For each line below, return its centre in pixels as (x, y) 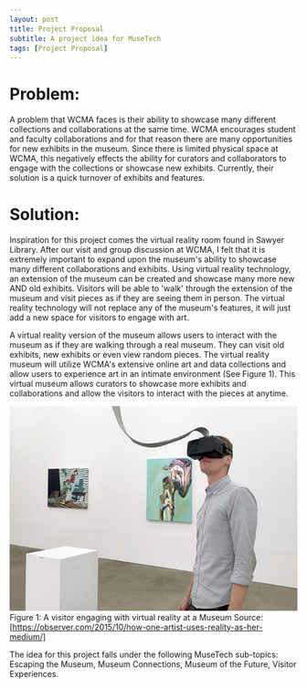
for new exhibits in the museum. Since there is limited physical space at (144, 149)
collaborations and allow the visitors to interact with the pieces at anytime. (149, 393)
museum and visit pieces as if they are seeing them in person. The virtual (147, 298)
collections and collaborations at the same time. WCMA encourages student (153, 130)
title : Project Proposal (57, 29)
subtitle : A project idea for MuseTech (85, 38)
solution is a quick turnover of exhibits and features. (107, 178)
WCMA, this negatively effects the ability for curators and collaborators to (148, 159)
